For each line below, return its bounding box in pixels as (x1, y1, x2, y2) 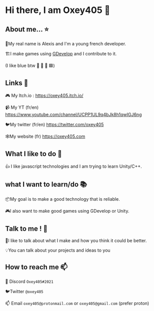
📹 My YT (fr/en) (5, 104, 39, 110)
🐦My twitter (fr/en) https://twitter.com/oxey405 (5, 121, 104, 127)
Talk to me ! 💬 (5, 224, 48, 233)
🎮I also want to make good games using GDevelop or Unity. (5, 208, 129, 214)
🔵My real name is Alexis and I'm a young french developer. (5, 41, 126, 46)
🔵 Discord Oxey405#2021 (5, 279, 53, 285)
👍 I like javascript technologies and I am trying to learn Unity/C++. (5, 163, 142, 169)
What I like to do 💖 (5, 150, 62, 158)
